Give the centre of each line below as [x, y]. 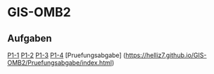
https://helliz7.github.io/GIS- [166, 55]
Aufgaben [30, 38]
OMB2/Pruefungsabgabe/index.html [60, 63]
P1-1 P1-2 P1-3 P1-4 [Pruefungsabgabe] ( [67, 55]
